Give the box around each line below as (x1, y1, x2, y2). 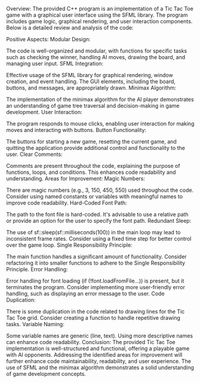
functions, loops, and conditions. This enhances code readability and (6, 168, 176, 176)
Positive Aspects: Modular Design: (6, 36, 91, 42)
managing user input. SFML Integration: (6, 60, 103, 67)
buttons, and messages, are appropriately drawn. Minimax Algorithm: (6, 84, 177, 91)
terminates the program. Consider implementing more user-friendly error (6, 284, 185, 290)
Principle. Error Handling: (6, 266, 68, 272)
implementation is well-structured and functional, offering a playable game (6, 345, 190, 352)
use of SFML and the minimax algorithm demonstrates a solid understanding (6, 364, 194, 371)
